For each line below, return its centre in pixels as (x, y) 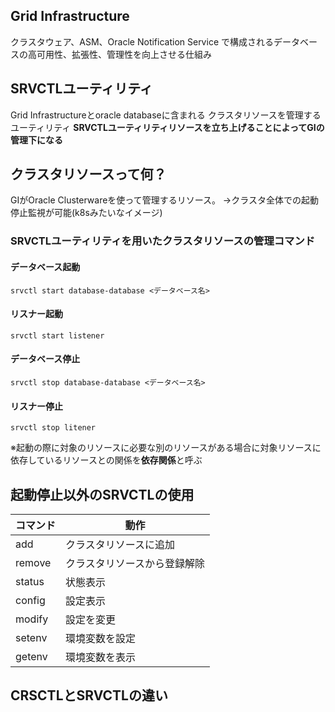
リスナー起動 (36, 314)
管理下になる (36, 140)
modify (32, 619)
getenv (31, 656)
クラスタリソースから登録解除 (135, 563)
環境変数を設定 (101, 638)
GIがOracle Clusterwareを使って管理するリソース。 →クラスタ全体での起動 (164, 200)
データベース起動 (45, 266)
